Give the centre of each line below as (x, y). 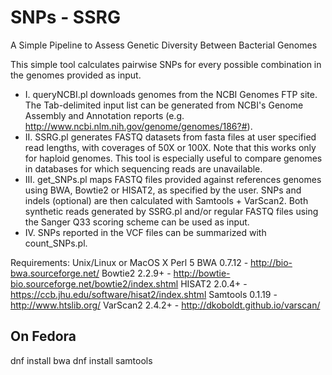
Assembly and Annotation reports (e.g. (104, 115)
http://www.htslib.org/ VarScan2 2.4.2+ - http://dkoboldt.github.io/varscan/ (165, 305)
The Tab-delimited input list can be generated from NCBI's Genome (164, 105)
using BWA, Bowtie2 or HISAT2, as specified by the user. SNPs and (163, 190)
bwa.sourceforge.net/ (55, 273)
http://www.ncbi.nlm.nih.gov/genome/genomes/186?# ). (138, 126)
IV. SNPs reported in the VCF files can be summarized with (145, 232)
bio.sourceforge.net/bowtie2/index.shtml (94, 283)
